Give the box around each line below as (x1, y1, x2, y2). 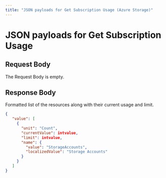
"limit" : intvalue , (21, 135, 62, 140)
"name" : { (21, 140, 42, 145)
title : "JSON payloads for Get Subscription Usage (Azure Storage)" (5, 7, 153, 13)
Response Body (5, 88, 56, 97)
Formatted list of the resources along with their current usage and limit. (5, 102, 154, 108)
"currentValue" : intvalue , (21, 130, 79, 135)
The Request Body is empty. (5, 74, 64, 80)
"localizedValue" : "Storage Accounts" (25, 149, 108, 155)
